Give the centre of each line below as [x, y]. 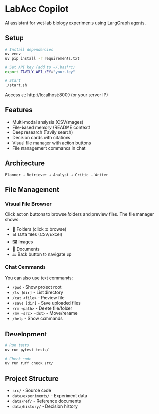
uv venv [13, 54]
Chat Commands [25, 267]
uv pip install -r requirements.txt [42, 58]
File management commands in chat [49, 148]
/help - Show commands [37, 319]
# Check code [18, 359]
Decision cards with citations [41, 137]
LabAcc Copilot [37, 9]
